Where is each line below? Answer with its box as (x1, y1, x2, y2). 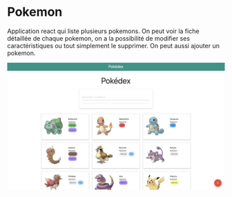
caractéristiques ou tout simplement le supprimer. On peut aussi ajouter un (7, 41, 220, 50)
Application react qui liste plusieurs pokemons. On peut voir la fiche (7, 27, 200, 35)
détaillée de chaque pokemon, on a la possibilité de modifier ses (7, 34, 191, 42)
